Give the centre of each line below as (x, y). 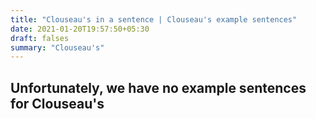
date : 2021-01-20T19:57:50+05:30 (80, 29)
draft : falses (40, 38)
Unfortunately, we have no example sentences (158, 87)
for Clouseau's (57, 103)
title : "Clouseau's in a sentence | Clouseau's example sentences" (154, 19)
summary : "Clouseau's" (57, 47)
